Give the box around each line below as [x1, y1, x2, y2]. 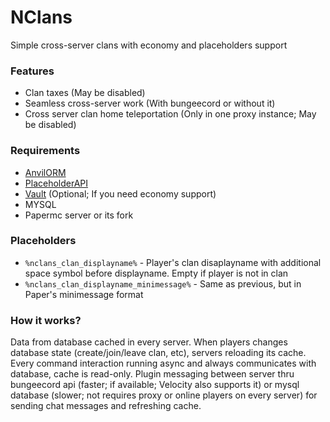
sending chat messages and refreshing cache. [10, 400, 202, 412]
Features [10, 64, 55, 78]
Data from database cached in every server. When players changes [10, 336, 288, 348]
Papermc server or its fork [24, 209, 134, 221]
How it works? [10, 313, 82, 327]
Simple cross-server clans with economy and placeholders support [10, 39, 288, 51]
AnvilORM [24, 166, 67, 178]
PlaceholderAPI [24, 177, 89, 189]
